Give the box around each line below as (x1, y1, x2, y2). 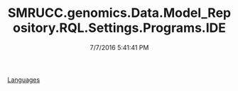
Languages (7, 75, 40, 84)
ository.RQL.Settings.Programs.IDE (13, 20, 226, 36)
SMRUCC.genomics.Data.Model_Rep (7, 5, 232, 21)
